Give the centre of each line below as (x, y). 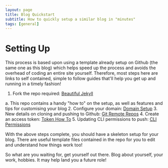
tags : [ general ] (22, 24)
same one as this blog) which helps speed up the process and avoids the (81, 68)
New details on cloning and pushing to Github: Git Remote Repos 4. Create (82, 114)
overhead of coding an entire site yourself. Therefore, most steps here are (81, 73)
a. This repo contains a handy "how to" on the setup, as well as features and (84, 103)
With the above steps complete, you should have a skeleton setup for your (82, 134)
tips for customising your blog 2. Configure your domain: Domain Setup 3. (81, 109)
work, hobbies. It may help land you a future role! (56, 160)
